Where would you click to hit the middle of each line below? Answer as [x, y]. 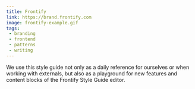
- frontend [22, 39]
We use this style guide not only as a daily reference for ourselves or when [98, 67]
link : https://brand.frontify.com [49, 17]
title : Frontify [26, 12]
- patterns [22, 45]
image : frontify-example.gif [42, 23]
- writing [21, 50]
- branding [22, 34]
